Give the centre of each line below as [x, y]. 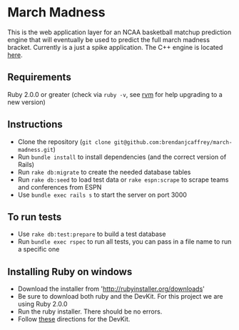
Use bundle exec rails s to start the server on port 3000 [102, 195]
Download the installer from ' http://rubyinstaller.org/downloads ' [111, 289]
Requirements [39, 77]
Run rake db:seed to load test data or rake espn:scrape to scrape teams [123, 180]
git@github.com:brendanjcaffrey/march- [173, 142]
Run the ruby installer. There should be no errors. [90, 311]
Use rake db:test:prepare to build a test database [92, 234]
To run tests [35, 217]
